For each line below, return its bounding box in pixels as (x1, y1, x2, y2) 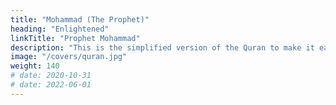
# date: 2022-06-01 (10, 80, 92, 90)
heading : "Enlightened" (10, 24, 110, 34)
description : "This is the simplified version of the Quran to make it (10, 42, 315, 53)
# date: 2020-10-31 (10, 71, 92, 81)
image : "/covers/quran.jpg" (10, 52, 128, 62)
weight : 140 (10, 61, 60, 71)
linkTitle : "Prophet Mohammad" (10, 33, 141, 43)
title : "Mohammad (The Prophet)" (10, 14, 150, 25)
